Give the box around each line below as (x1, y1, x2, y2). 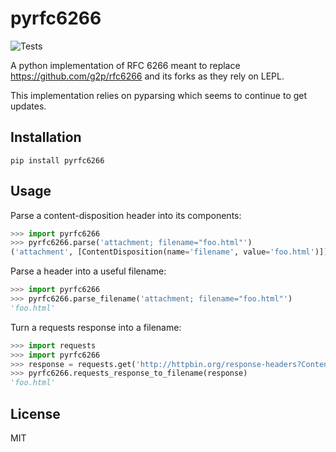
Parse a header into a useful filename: (10, 265, 167, 277)
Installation (10, 129, 82, 146)
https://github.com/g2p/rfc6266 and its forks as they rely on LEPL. (10, 70, 285, 82)
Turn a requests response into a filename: (10, 321, 182, 333)
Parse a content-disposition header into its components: (10, 209, 242, 221)
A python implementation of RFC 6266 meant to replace (10, 59, 241, 71)
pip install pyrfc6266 (10, 155, 105, 166)
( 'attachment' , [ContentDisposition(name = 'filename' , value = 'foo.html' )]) (10, 247, 329, 257)
